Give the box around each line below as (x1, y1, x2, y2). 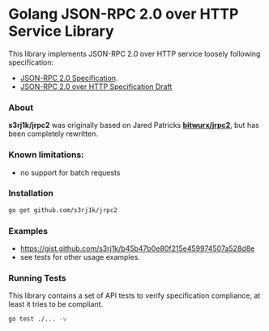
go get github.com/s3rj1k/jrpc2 (8, 206, 117, 214)
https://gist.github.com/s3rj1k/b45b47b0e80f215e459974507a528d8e (19, 244, 255, 253)
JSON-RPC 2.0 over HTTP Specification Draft (19, 82, 173, 91)
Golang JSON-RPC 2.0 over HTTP (8, 5, 239, 23)
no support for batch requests (19, 168, 121, 177)
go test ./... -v (8, 315, 67, 324)
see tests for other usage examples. (19, 252, 140, 261)
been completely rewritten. (8, 129, 99, 138)
